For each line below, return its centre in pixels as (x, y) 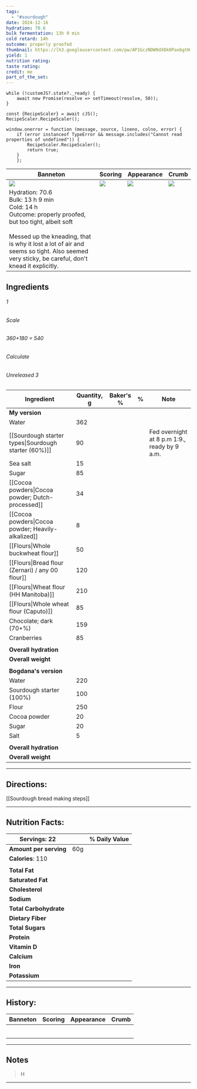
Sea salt (20, 464)
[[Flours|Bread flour (36, 563)
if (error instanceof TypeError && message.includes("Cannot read (99, 135)
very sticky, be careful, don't (48, 258)
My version (25, 413)
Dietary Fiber (28, 918)
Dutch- (43, 497)
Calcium (21, 956)
